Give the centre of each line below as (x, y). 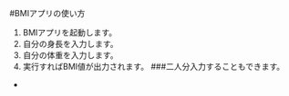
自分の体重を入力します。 (70, 55)
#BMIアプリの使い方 (47, 13)
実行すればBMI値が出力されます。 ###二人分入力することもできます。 (154, 67)
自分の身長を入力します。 (70, 44)
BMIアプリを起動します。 (69, 33)
